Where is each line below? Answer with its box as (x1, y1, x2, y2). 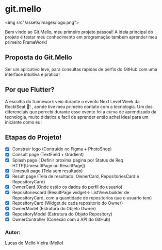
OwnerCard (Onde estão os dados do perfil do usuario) (12, 184, 123, 190)
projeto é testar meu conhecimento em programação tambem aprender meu (5, 34, 158, 40)
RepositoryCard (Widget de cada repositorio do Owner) (12, 200, 123, 206)
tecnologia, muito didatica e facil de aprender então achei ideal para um (5, 114, 149, 120)
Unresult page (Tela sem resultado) (12, 168, 83, 174)
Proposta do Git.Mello (5, 54, 72, 62)
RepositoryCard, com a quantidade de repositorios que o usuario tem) (12, 195, 152, 200)
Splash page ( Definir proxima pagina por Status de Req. (12, 157, 125, 163)
